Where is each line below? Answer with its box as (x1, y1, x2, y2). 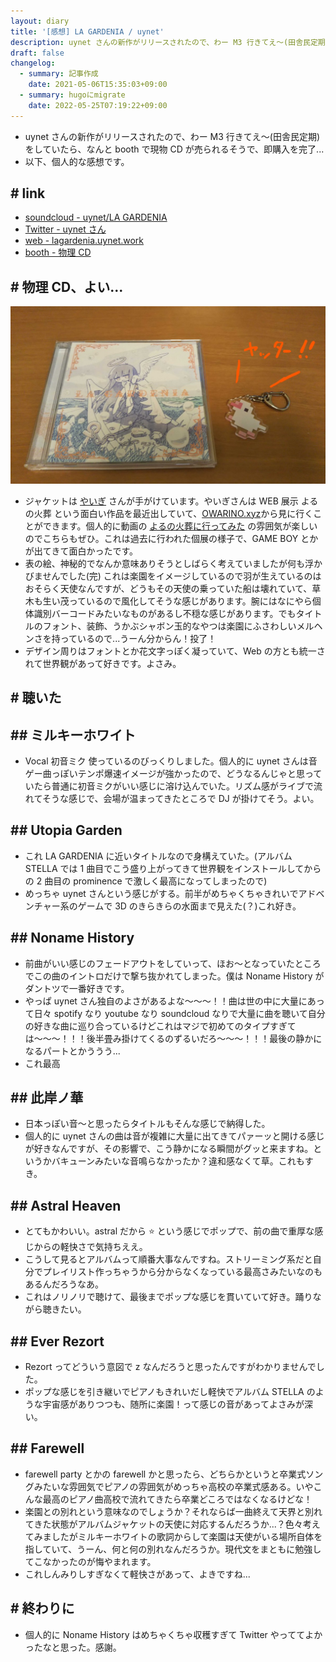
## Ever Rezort (10, 1333, 105, 1350)
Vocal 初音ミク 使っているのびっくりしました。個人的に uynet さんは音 (24, 755, 318, 767)
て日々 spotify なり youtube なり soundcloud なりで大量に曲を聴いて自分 (24, 1007, 326, 1019)
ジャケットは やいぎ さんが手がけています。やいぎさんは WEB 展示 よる (24, 495, 319, 507)
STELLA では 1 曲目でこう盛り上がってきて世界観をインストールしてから (24, 862, 322, 874)
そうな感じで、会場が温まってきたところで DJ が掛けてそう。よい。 (41, 792, 320, 804)
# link (10, 185, 46, 202)
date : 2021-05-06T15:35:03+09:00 (28, 80, 168, 90)
